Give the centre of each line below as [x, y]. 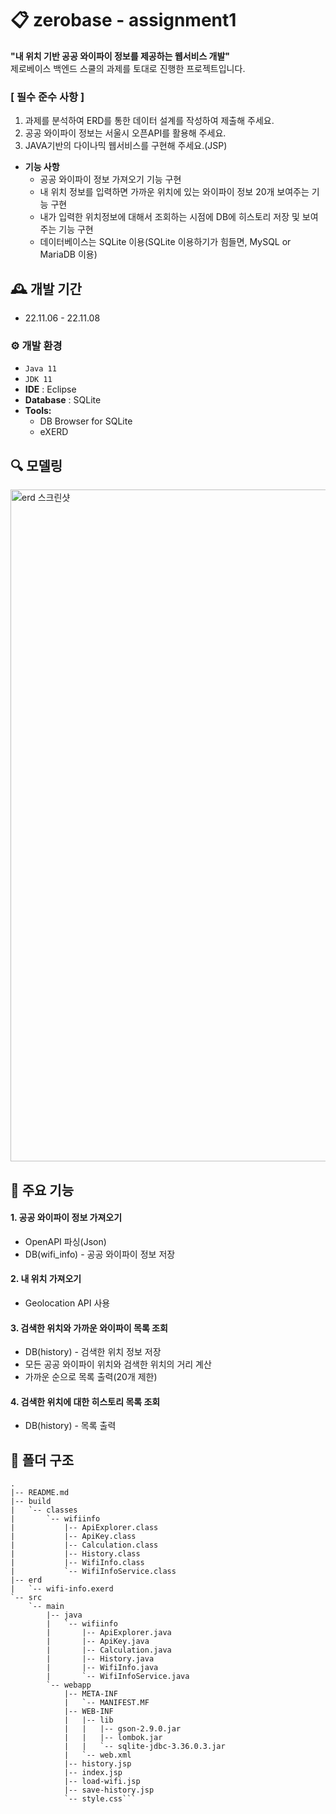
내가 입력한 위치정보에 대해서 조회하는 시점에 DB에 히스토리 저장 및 [169, 217]
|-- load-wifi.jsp [102, 1782]
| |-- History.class [75, 1554]
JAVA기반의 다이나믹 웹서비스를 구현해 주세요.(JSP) [126, 146]
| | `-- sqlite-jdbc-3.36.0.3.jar [144, 1747]
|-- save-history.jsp [109, 1790]
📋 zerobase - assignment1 [123, 20]
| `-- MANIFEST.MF [106, 1703]
